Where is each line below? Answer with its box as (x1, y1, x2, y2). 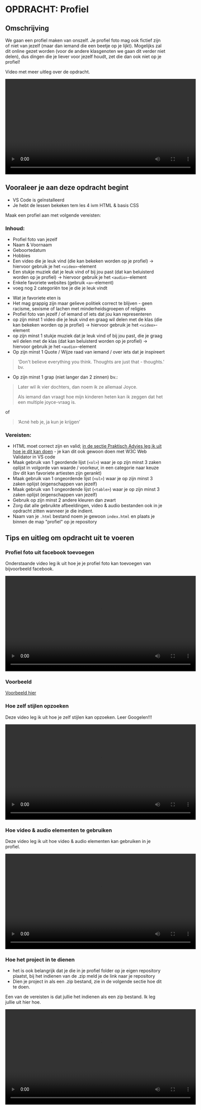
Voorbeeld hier (5, 690, 37, 696)
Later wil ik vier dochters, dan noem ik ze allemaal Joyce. (17, 384, 138, 390)
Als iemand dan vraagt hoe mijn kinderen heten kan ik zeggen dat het (17, 394, 163, 400)
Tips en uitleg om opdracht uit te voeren (5, 533, 135, 542)
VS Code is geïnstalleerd (12, 197, 64, 203)
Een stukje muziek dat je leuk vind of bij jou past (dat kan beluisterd (12, 269, 154, 275)
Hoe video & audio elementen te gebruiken (5, 827, 112, 834)
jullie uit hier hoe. (5, 999, 42, 1005)
